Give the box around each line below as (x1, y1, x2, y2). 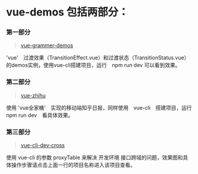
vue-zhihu (20, 91, 46, 99)
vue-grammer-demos (20, 42, 73, 49)
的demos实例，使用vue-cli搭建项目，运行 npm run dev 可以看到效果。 (6, 62, 181, 69)
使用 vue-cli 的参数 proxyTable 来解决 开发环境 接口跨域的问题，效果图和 (6, 154, 183, 161)
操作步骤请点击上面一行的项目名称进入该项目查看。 (11, 162, 136, 169)
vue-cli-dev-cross (20, 142, 65, 149)
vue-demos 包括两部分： (6, 5, 129, 19)
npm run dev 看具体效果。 (6, 111, 74, 119)
